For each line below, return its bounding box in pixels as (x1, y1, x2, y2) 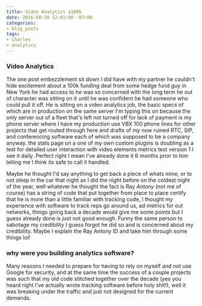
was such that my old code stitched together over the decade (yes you (6, 275, 182, 283)
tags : (6, 31, 20, 37)
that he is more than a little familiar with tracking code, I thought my (6, 196, 173, 203)
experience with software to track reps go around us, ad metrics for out (6, 202, 183, 209)
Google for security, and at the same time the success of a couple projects (6, 269, 191, 276)
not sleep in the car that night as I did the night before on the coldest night (6, 176, 191, 184)
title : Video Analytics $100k (6, 8, 82, 15)
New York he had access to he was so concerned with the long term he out (6, 88, 193, 96)
